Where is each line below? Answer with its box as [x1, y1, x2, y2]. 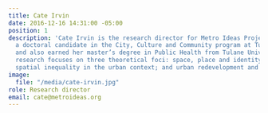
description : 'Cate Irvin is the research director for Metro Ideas [8, 33, 241, 42]
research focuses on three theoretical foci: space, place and [15, 56, 230, 64]
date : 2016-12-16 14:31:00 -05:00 [8, 19, 124, 27]
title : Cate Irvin [8, 11, 69, 20]
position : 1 [8, 26, 48, 34]
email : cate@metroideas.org [8, 93, 102, 101]
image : [8, 71, 30, 79]
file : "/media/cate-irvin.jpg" [15, 78, 120, 86]
